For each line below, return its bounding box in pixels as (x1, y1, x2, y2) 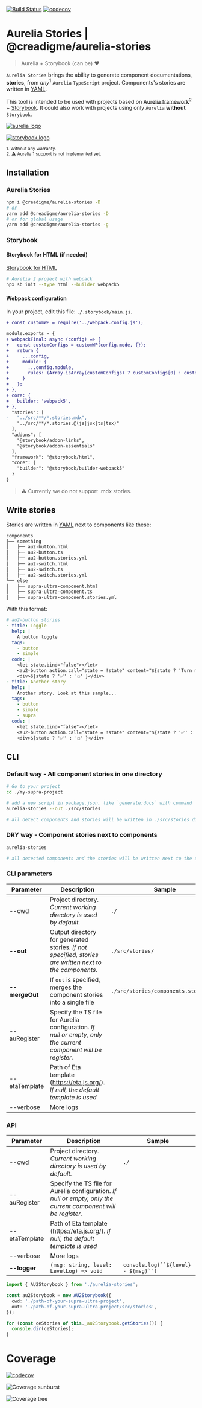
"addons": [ (11, 432, 42, 438)
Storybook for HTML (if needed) (6, 251, 88, 258)
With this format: (6, 606, 47, 613)
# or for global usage (6, 216, 63, 222)
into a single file (50, 998, 94, 1006)
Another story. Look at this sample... (17, 690, 117, 696)
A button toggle (17, 634, 58, 640)
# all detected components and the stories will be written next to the (6, 855, 192, 862)
